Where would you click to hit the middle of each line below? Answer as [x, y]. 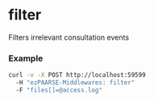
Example [26, 58]
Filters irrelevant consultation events [69, 37]
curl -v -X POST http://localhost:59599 [77, 75]
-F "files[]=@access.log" [59, 90]
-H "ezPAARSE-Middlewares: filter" [75, 83]
